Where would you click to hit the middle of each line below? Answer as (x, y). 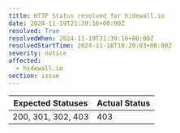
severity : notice (38, 53)
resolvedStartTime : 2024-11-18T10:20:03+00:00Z (90, 46)
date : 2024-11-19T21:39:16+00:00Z (67, 23)
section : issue (34, 76)
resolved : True (34, 31)
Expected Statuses (51, 103)
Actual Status (124, 103)
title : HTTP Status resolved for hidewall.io (86, 16)
